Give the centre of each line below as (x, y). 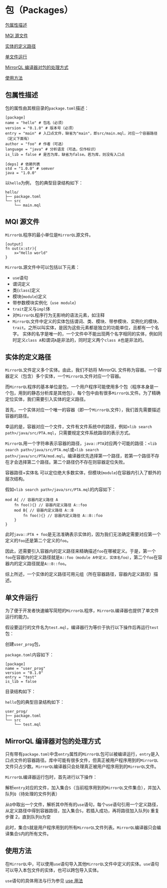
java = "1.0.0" (21, 173)
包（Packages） (39, 10)
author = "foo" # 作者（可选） (35, 144)
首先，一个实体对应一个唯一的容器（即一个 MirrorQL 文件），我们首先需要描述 (83, 410)
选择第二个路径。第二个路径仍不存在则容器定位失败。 (73, 462)
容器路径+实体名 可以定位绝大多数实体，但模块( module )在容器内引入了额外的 (83, 473)
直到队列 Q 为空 (36, 817)
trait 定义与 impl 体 (31, 309)
